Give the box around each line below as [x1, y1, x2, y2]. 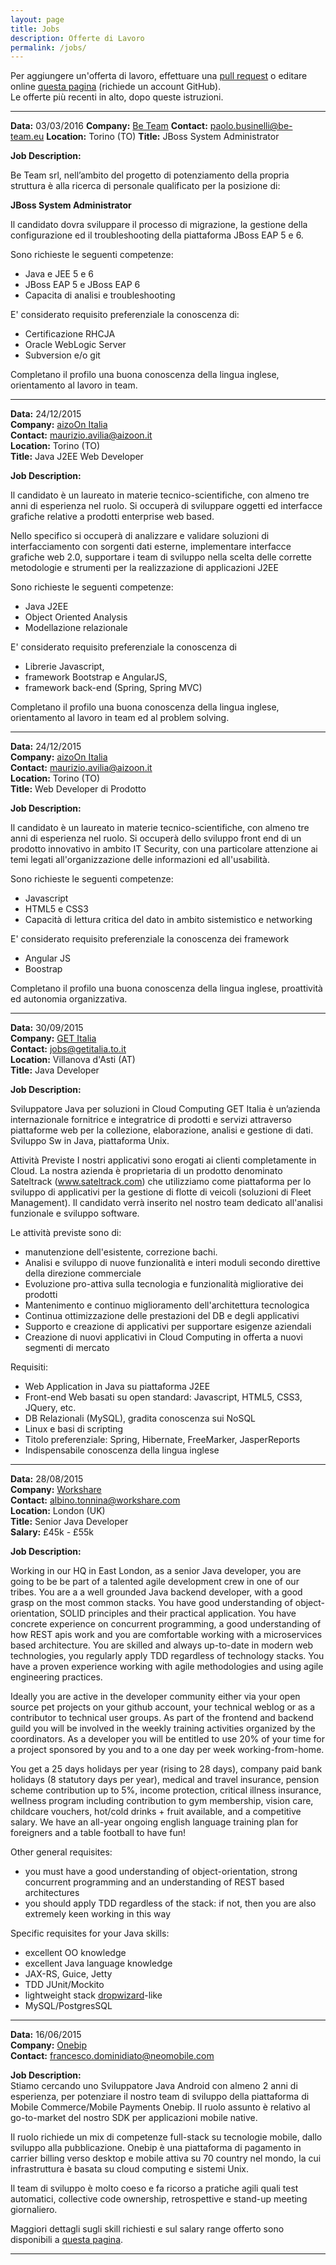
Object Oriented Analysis [24, 611, 128, 623]
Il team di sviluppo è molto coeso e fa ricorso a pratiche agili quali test [10, 2182, 299, 2195]
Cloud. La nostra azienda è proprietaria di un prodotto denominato [10, 1165, 283, 1177]
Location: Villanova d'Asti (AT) [10, 1054, 136, 1066]
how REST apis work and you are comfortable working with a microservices [10, 1629, 323, 1641]
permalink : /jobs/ [10, 42, 87, 53]
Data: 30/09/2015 [10, 1022, 84, 1034]
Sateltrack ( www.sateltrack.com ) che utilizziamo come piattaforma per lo [10, 1176, 312, 1188]
